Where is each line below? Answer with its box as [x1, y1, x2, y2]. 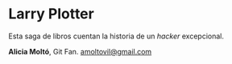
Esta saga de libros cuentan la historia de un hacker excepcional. [8, 31, 224, 41]
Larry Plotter [8, 5, 94, 23]
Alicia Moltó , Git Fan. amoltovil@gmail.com [8, 46, 152, 56]
